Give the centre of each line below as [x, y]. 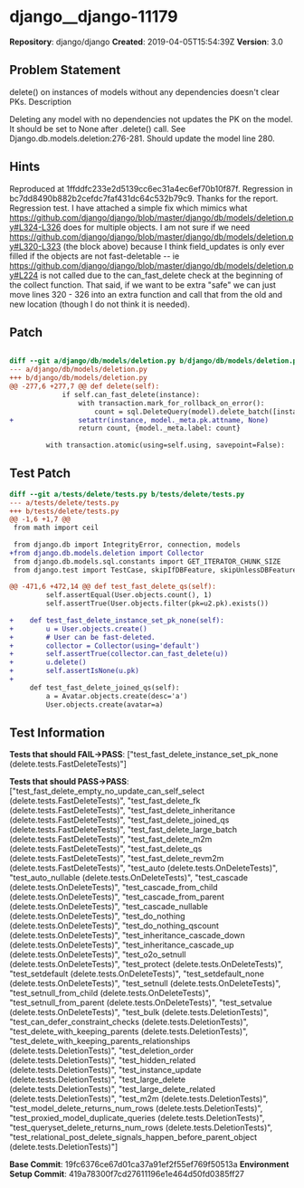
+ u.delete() [48, 662]
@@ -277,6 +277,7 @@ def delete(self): [85, 386]
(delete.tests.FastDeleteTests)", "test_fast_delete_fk [105, 801]
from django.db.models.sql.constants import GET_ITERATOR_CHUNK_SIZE [147, 561]
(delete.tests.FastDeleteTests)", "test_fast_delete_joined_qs [119, 820]
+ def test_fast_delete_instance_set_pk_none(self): [117, 620]
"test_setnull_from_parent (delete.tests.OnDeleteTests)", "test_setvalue [141, 1003]
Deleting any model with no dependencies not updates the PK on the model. [151, 119]
